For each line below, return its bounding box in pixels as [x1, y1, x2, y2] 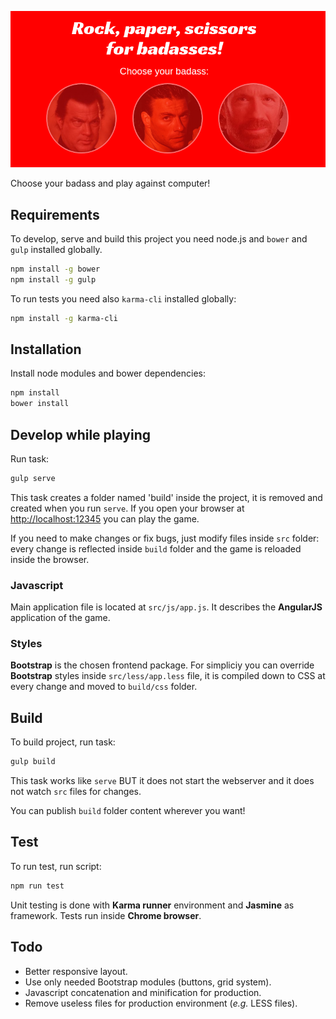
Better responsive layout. [24, 965, 128, 977]
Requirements [10, 206, 100, 223]
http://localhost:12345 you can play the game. [10, 512, 200, 525]
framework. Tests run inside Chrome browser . [10, 909, 202, 921]
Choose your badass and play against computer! [10, 177, 211, 190]
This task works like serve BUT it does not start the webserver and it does [10, 775, 315, 787]
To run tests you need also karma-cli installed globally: [10, 292, 237, 305]
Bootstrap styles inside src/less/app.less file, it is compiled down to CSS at [10, 670, 326, 682]
